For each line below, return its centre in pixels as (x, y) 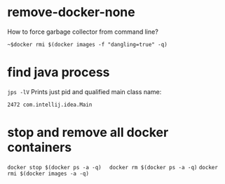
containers (40, 147)
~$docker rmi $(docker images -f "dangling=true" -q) (88, 44)
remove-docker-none (71, 12)
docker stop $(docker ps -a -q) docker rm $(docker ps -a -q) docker (113, 167)
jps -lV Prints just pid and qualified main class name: (84, 91)
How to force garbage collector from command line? (83, 32)
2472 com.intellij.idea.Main (50, 105)
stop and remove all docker (88, 132)
